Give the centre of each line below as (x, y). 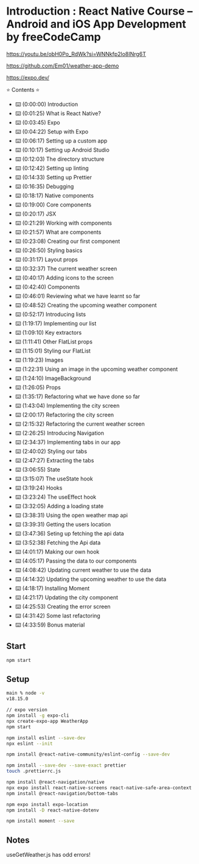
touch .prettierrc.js (34, 771)
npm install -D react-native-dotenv (53, 810)
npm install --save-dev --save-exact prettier (66, 765)
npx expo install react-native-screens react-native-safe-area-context (99, 788)
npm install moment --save (40, 821)
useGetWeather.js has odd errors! (49, 855)
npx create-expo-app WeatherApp (47, 721)
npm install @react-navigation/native (55, 782)
